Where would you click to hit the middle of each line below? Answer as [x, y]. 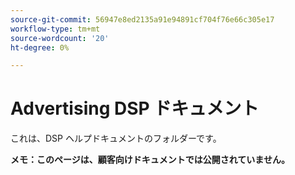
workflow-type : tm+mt [55, 29]
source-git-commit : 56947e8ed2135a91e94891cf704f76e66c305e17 [142, 19]
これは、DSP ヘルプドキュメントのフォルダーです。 [116, 138]
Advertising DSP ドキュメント [135, 108]
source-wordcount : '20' [60, 38]
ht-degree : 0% [40, 47]
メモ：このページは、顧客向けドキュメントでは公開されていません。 [150, 160]
